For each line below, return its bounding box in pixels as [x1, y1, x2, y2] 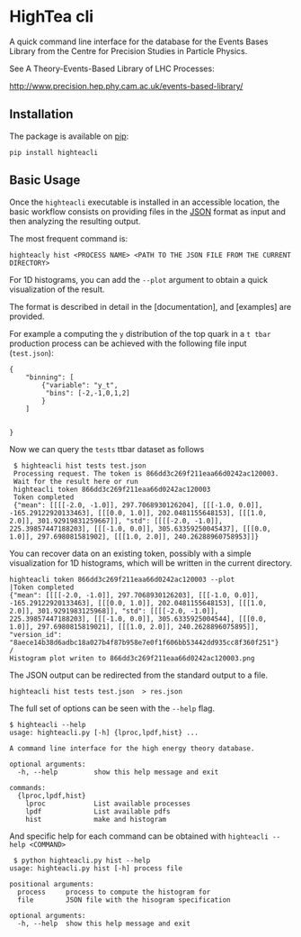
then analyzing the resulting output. [9, 215, 141, 226]
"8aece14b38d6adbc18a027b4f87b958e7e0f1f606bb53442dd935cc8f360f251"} [9, 638, 279, 647]
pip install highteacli [9, 148, 99, 157]
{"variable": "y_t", [41, 380, 119, 389]
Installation [9, 106, 74, 123]
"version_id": [9, 630, 63, 639]
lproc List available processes [25, 799, 191, 808]
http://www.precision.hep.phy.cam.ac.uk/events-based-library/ [9, 80, 243, 91]
